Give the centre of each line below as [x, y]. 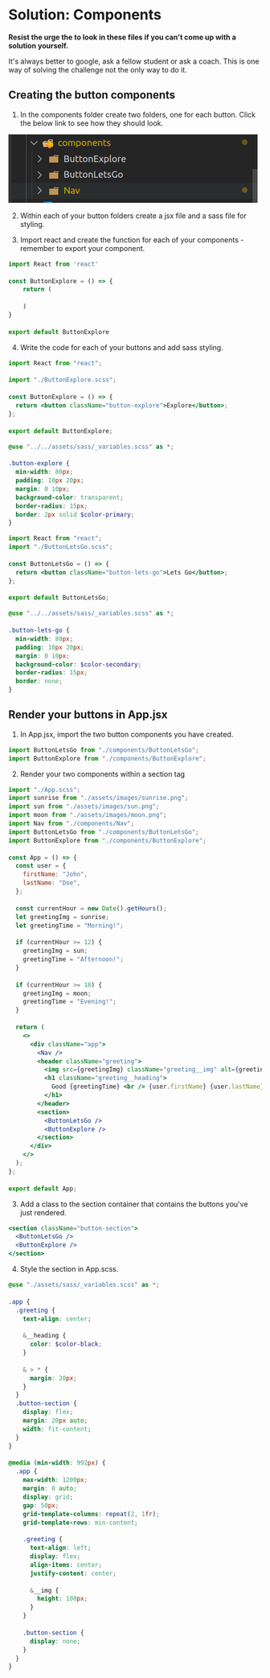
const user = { [41, 866]
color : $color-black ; [66, 1344]
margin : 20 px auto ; [55, 1421]
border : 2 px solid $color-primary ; [75, 514]
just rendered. [43, 1212]
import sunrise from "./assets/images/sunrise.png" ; [98, 798]
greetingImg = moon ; [57, 993]
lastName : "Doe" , [52, 883]
